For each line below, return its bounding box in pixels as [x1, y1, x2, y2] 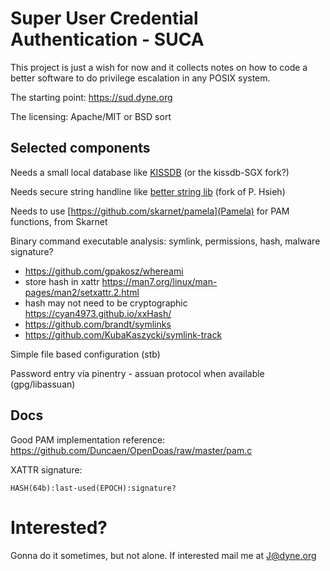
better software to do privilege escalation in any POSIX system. [10, 72, 271, 84]
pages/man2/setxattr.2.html [24, 286, 140, 298]
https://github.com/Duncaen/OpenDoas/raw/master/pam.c [10, 444, 253, 456]
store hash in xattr [24, 275, 100, 287]
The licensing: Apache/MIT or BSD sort [10, 110, 172, 122]
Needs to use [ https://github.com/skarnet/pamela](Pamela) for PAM [10, 205, 290, 217]
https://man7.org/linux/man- [101, 275, 218, 287]
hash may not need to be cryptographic [24, 297, 188, 309]
